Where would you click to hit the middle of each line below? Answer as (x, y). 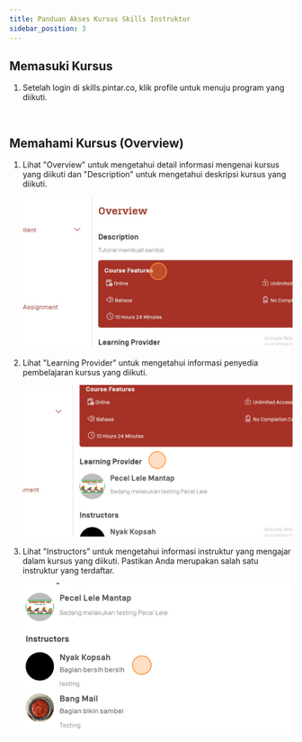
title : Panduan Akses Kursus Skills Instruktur (100, 19)
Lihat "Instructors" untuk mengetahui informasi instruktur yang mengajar (156, 551)
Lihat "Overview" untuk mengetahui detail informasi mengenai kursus (151, 165)
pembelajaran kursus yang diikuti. (85, 373)
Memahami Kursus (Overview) (97, 143)
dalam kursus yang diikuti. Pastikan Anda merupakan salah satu (140, 561)
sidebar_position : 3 (48, 28)
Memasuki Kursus (61, 66)
